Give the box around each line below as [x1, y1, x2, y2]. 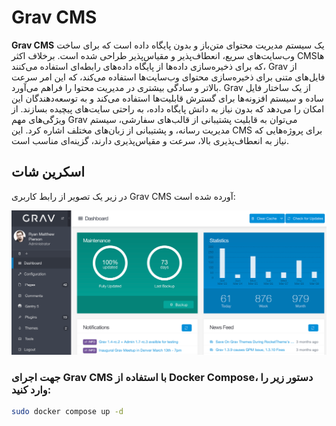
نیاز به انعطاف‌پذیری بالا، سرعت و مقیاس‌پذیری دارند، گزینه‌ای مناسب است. [11, 134, 289, 146]
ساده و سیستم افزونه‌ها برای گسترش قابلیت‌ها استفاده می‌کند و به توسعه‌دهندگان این [11, 92, 324, 104]
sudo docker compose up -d [11, 406, 124, 416]
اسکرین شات [11, 164, 86, 181]
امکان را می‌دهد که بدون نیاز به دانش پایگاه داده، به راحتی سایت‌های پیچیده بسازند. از [11, 102, 325, 115]
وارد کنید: [11, 382, 52, 396]
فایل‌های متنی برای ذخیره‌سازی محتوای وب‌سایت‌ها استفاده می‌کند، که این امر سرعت [11, 71, 326, 83]
